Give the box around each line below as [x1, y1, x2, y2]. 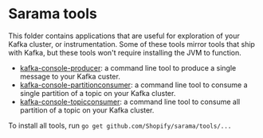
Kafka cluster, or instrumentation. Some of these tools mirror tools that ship [8, 39, 255, 48]
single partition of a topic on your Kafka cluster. [19, 88, 176, 98]
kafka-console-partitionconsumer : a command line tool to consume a [19, 80, 249, 90]
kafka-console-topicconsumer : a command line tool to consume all [19, 97, 241, 106]
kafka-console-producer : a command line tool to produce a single [19, 63, 237, 72]
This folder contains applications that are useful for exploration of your [8, 31, 241, 40]
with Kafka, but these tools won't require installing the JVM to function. [8, 48, 241, 57]
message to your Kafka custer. [19, 71, 121, 81]
